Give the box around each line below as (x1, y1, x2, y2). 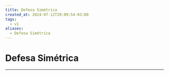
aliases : (5, 26, 24, 31)
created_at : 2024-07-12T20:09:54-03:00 (5, 12, 89, 17)
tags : (5, 17, 17, 22)
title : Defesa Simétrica (5, 7, 57, 13)
